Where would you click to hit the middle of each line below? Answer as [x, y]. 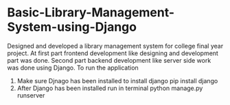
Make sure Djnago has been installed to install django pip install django [117, 80]
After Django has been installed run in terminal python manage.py [110, 88]
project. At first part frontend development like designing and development [113, 53]
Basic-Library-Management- [91, 13]
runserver [31, 95]
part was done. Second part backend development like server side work [109, 60]
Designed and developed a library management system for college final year [115, 46]
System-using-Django [72, 27]
